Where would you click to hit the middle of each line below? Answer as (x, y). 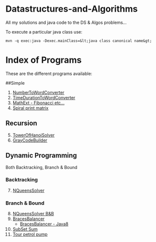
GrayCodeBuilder (30, 140)
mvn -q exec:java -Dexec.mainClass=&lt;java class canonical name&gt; (79, 41)
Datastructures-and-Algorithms (72, 9)
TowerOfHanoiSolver (34, 135)
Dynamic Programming (41, 156)
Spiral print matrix (30, 108)
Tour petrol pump (30, 234)
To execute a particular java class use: (44, 32)
